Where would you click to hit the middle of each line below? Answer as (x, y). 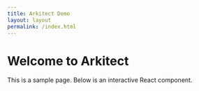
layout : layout (29, 20)
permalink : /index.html (42, 26)
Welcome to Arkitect (68, 61)
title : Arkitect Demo (39, 14)
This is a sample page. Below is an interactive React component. (100, 80)
